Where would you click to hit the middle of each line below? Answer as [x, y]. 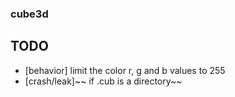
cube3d [29, 14]
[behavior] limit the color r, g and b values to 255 [125, 70]
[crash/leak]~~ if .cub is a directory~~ [103, 81]
